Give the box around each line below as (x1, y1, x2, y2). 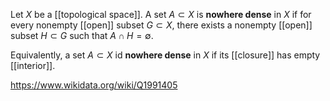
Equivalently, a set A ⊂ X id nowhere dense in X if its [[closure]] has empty (10, 49, 321, 61)
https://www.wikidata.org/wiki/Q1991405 (10, 79, 178, 91)
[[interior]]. (10, 60, 56, 71)
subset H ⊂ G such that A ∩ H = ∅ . (10, 30, 154, 41)
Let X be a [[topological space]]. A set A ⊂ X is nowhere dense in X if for (10, 9, 312, 20)
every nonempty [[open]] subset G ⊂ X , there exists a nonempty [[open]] (10, 19, 313, 31)
